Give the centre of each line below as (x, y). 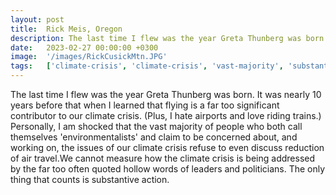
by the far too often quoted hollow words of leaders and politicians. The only (168, 169)
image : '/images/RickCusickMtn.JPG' (89, 57)
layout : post (37, 19)
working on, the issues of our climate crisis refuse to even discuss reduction (167, 147)
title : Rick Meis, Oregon (66, 29)
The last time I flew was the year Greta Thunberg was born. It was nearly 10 (166, 94)
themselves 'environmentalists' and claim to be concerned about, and (154, 137)
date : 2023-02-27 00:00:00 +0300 (84, 47)
